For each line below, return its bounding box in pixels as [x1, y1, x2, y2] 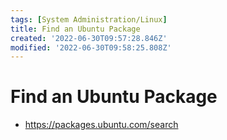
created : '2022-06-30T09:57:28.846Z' [10, 33, 168, 43]
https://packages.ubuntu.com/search [24, 119, 179, 131]
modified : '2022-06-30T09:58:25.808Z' [10, 42, 172, 53]
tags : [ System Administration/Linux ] [10, 14, 168, 25]
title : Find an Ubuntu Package [10, 24, 141, 34]
